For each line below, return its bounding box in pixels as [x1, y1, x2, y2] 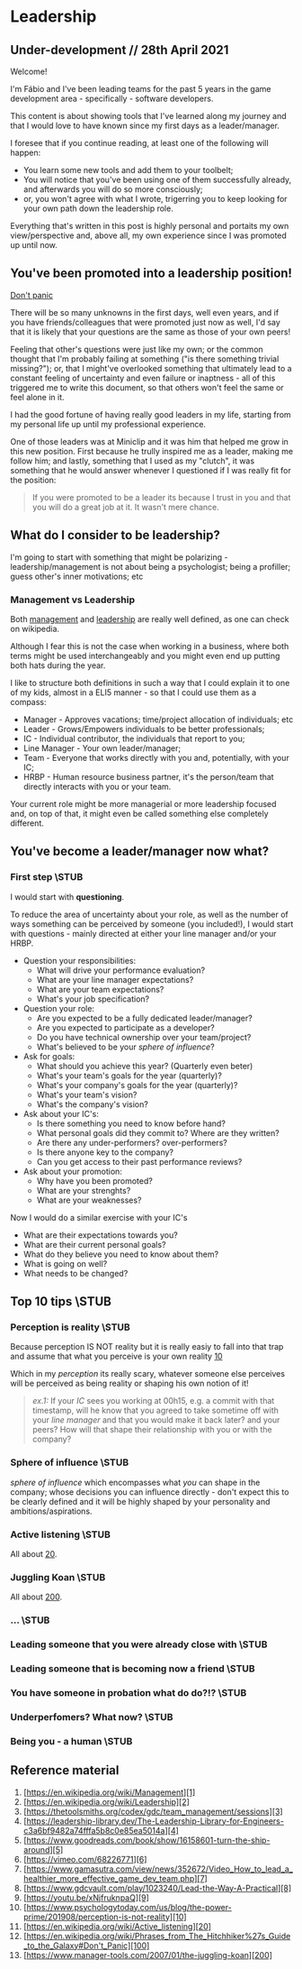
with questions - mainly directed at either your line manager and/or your [10, 928, 277, 939]
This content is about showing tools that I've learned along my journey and [10, 111, 287, 121]
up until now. [10, 240, 58, 250]
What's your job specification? [36, 994, 150, 1004]
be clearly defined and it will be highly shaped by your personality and [10, 1496, 271, 1507]
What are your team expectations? [36, 984, 164, 994]
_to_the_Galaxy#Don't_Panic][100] [22, 1940, 150, 1951]
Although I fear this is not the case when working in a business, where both [10, 640, 289, 651]
